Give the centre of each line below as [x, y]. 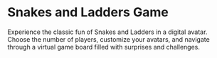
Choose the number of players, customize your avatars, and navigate [108, 39]
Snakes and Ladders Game [88, 12]
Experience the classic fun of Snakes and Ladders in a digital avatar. [107, 32]
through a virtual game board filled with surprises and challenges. [104, 47]
